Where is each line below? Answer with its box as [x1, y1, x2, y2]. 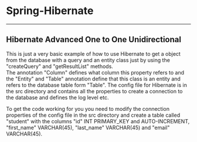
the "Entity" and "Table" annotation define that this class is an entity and [6, 75, 181, 82]
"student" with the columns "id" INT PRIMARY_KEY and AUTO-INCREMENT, [6, 117, 190, 124]
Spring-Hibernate [6, 4, 94, 18]
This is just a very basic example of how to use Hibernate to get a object [6, 50, 181, 57]
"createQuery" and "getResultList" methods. [6, 63, 113, 70]
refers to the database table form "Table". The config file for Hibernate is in [6, 81, 188, 89]
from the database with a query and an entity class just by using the [6, 56, 170, 63]
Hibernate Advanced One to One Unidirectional [6, 35, 182, 45]
